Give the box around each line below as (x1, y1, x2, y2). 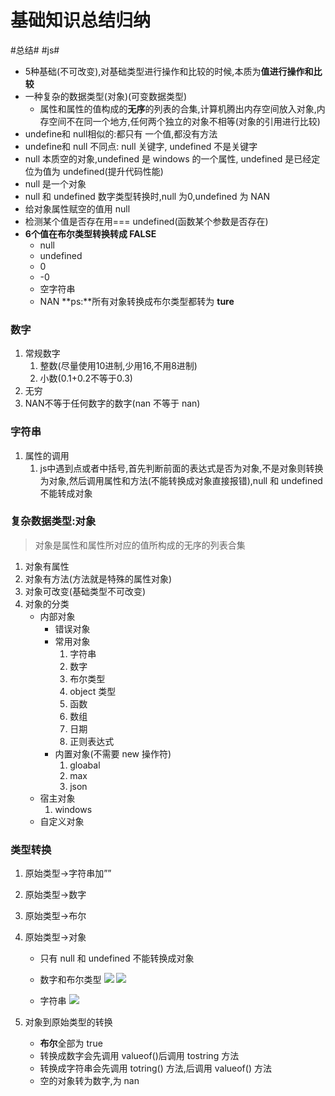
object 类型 (69, 685, 117, 697)
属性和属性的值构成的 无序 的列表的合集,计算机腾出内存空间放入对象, (39, 102, 317, 115)
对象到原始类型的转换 (24, 1016, 113, 1028)
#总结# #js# (10, 44, 60, 56)
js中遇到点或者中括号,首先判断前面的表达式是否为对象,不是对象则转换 (39, 462, 324, 474)
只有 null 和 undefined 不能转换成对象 (39, 952, 195, 965)
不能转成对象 (39, 487, 93, 499)
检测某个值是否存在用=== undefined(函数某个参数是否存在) (24, 215, 269, 227)
